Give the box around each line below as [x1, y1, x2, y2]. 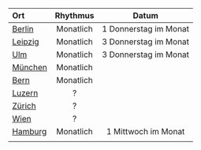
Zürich [12, 100, 37, 111]
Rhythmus [54, 10, 95, 21]
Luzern [12, 88, 39, 98]
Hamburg [12, 126, 47, 137]
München [12, 62, 47, 73]
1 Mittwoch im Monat [106, 126, 185, 137]
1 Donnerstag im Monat [102, 24, 190, 34]
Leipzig [12, 36, 39, 47]
